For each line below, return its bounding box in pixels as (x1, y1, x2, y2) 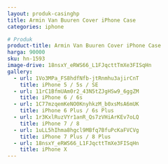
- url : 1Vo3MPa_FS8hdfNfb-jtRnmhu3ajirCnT (13, 75, 139, 82)
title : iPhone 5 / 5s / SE (20, 81, 99, 88)
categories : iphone (7, 23, 64, 30)
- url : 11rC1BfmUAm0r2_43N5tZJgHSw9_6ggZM (13, 88, 139, 95)
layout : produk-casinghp (7, 10, 80, 17)
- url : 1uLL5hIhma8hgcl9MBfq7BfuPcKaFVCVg (13, 126, 139, 133)
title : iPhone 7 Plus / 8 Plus (20, 133, 111, 140)
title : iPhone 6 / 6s (20, 94, 83, 101)
